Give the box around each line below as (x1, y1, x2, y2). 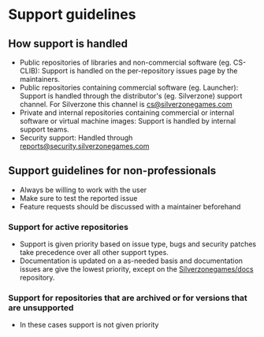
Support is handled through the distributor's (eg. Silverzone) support (19, 91, 243, 100)
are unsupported (8, 302, 74, 313)
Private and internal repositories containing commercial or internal (19, 108, 235, 117)
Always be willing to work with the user (19, 185, 147, 194)
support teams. (19, 124, 69, 134)
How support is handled (8, 37, 128, 50)
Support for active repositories (8, 221, 128, 232)
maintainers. (19, 75, 61, 83)
